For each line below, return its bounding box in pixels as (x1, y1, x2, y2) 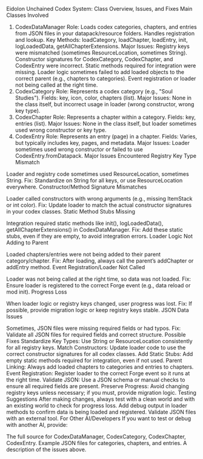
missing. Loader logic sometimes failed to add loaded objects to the (15, 69, 185, 75)
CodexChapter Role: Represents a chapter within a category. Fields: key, (15, 113, 196, 121)
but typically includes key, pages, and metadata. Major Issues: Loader (15, 139, 190, 146)
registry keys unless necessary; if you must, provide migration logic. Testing (6, 389, 197, 396)
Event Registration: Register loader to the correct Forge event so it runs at (6, 370, 190, 377)
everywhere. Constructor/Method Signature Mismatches (6, 183, 147, 190)
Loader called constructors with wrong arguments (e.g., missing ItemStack (6, 195, 193, 202)
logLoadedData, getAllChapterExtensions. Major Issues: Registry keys (15, 42, 190, 50)
